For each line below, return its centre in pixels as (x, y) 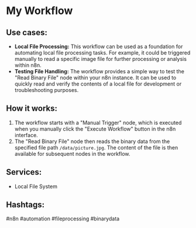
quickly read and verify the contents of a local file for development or (98, 84)
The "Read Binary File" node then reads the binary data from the (92, 141)
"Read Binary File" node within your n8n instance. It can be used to (95, 78)
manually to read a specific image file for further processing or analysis (101, 59)
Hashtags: (25, 205)
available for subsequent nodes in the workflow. (72, 154)
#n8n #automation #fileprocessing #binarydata (63, 219)
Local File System (36, 186)
